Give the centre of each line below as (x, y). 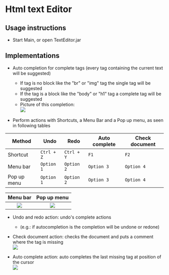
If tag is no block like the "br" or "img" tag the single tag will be (85, 83)
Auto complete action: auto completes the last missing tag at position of (87, 257)
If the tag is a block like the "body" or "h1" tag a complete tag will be (91, 94)
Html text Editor (38, 9)
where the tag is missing (38, 242)
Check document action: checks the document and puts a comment (83, 236)
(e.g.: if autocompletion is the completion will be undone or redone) (90, 227)
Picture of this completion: (47, 104)
